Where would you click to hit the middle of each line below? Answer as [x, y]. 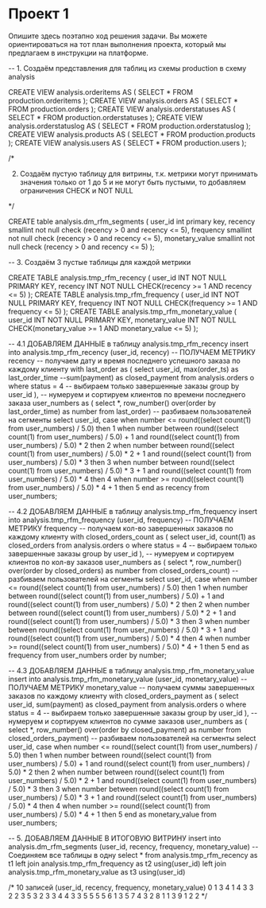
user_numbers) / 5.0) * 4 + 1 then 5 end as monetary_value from [112, 814]
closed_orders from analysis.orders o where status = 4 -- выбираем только [133, 545]
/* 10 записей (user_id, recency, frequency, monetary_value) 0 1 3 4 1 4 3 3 [131, 887]
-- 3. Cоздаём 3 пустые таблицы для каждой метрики [100, 262]
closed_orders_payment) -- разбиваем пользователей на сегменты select [132, 738]
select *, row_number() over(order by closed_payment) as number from [125, 730]
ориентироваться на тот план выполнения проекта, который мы [117, 44]
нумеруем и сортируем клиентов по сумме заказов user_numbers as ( [128, 721]
